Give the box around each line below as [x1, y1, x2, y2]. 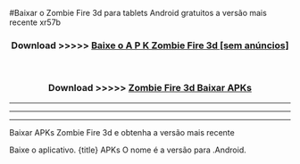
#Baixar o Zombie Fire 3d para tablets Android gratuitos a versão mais [9, 8, 268, 18]
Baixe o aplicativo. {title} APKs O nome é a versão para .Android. [9, 144, 247, 155]
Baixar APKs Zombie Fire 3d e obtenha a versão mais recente [9, 127, 235, 137]
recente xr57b [9, 17, 61, 28]
